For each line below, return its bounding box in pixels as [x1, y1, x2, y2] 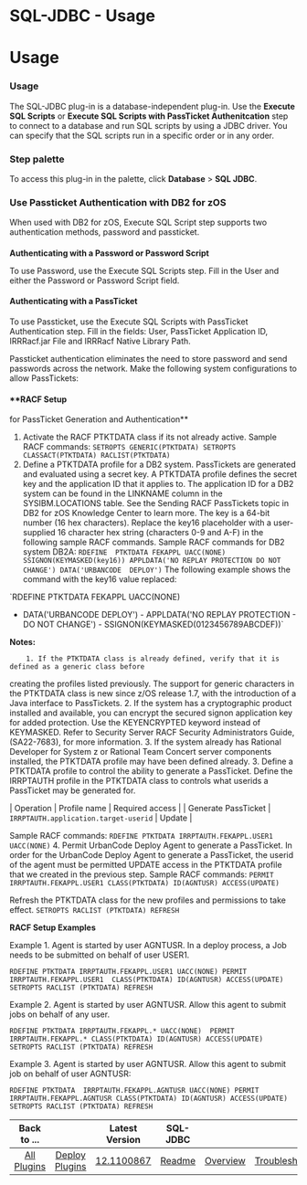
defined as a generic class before [9, 662, 145, 672]
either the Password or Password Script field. [9, 275, 180, 286]
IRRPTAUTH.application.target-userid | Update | [9, 812, 193, 823]
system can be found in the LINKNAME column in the [22, 488, 223, 499]
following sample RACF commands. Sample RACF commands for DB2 [22, 536, 285, 548]
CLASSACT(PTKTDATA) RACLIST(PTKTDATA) [22, 451, 171, 460]
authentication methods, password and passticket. [9, 227, 200, 238]
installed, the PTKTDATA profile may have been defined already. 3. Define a [9, 756, 294, 767]
